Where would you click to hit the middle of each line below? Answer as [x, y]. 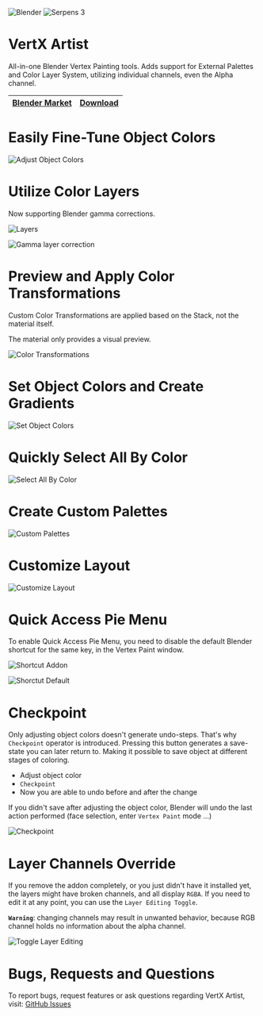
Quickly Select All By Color [98, 457]
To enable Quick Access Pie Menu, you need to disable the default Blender [130, 641]
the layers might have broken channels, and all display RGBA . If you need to [130, 894]
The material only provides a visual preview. [80, 339]
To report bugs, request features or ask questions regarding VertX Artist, [127, 995]
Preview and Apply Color [91, 276]
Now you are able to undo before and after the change [109, 792]
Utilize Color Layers [74, 192]
